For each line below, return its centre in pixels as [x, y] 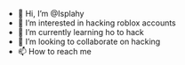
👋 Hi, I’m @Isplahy [51, 14]
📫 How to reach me [54, 51]
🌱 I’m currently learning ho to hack [81, 32]
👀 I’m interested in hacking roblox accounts [97, 23]
